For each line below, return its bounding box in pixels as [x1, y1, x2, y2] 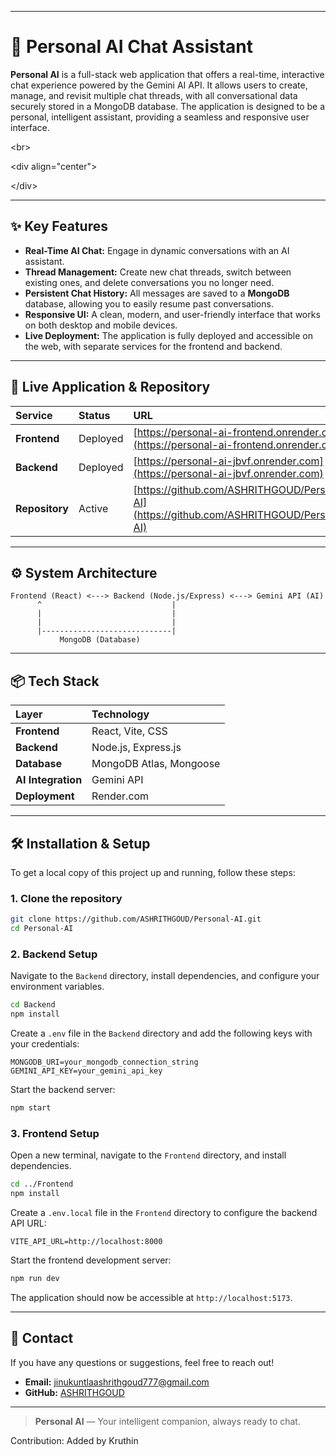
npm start [10, 1103, 52, 1113]
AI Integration [15, 773, 83, 787]
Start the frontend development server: [10, 1254, 172, 1266]
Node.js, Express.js [91, 741, 182, 755]
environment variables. [10, 981, 105, 993]
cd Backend [10, 1000, 56, 1010]
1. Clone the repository [10, 891, 123, 905]
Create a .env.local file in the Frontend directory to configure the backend [10, 1207, 318, 1219]
